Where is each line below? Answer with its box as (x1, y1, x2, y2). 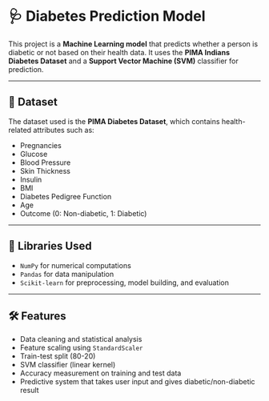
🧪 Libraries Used (8, 239, 92, 253)
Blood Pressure (19, 158, 71, 167)
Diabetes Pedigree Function (19, 191, 112, 201)
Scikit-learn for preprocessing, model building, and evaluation (19, 278, 230, 287)
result (19, 386, 39, 395)
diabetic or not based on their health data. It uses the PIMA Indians (8, 47, 231, 57)
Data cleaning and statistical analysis (19, 335, 143, 344)
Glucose (19, 149, 48, 158)
